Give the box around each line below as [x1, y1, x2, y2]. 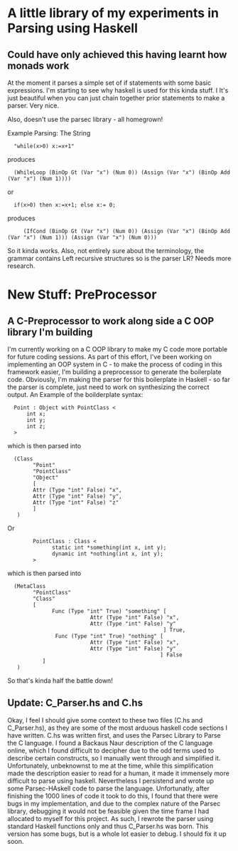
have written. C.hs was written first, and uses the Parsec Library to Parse [7, 731, 222, 739]
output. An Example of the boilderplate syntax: [7, 391, 144, 398]
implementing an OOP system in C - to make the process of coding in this [7, 360, 222, 368]
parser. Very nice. [7, 101, 60, 110]
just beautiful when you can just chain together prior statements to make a [7, 94, 225, 102]
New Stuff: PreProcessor [7, 287, 157, 303]
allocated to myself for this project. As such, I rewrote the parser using [7, 814, 214, 822]
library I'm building [7, 326, 93, 338]
